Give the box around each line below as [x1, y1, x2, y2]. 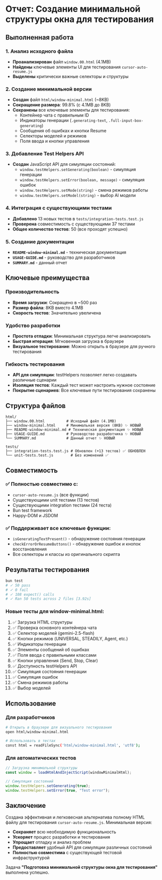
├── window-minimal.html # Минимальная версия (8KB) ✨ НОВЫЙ [5, 423, 141, 428]
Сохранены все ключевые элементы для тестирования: [12, 107, 130, 113]
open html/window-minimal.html [5, 730, 69, 735]
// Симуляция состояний [5, 779, 54, 783]
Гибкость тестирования [5, 361, 65, 368]
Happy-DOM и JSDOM [12, 512, 58, 518]
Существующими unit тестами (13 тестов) [12, 497, 99, 503]
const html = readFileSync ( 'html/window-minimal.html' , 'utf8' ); [5, 743, 140, 748]
